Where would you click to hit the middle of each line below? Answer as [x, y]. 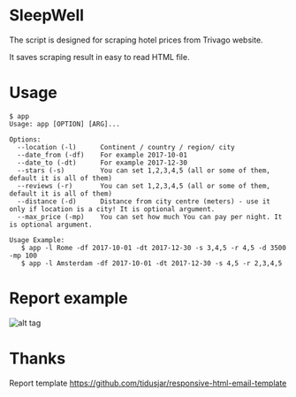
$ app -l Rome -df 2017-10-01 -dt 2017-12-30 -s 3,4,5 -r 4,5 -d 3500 [154, 248]
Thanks [38, 358]
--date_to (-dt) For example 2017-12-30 [102, 163]
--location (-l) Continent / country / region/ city [126, 147]
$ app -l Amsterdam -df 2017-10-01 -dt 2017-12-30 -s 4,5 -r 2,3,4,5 [152, 263]
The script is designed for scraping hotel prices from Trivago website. [136, 40]
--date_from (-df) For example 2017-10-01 [102, 155]
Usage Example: [37, 240]
